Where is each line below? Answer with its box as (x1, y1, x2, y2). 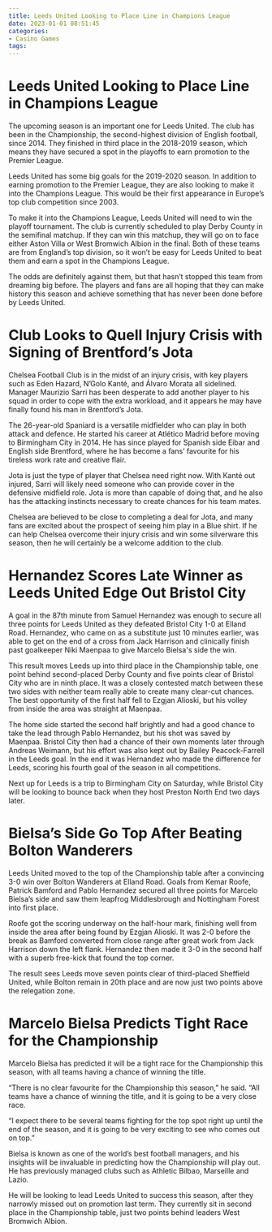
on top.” (8, 1133, 35, 1143)
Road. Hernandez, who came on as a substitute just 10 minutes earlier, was (8, 627, 260, 637)
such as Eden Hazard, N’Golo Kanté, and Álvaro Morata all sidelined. (8, 379, 237, 388)
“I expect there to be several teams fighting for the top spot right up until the (8, 1115, 264, 1125)
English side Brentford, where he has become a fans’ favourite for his (8, 446, 240, 455)
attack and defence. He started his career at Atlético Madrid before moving (8, 429, 260, 438)
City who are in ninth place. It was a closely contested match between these (8, 678, 264, 687)
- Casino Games (8, 34, 60, 43)
